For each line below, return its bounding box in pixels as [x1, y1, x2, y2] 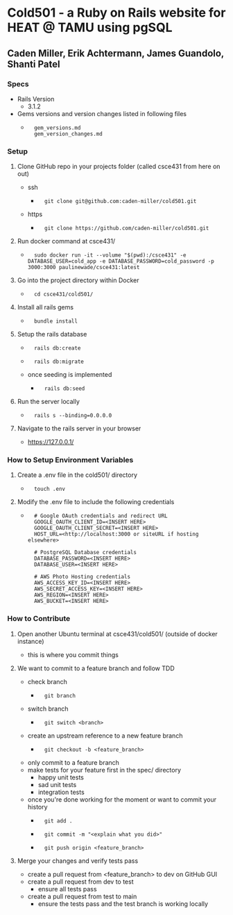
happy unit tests [37, 773, 85, 782]
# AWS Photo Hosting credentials [33, 574, 130, 581]
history [27, 802, 48, 811]
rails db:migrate [33, 358, 85, 366]
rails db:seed [44, 385, 85, 392]
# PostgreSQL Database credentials [33, 549, 137, 556]
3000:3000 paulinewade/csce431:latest [27, 264, 140, 271]
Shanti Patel [7, 58, 60, 70]
